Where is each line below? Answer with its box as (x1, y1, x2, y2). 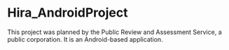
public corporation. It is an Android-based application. (7, 35, 163, 43)
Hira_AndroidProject (7, 5, 128, 21)
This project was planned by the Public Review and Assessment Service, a (7, 28, 222, 36)
